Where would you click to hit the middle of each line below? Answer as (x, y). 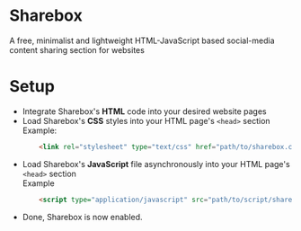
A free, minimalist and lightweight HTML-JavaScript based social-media (142, 40)
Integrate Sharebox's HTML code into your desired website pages (144, 111)
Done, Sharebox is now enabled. (82, 217)
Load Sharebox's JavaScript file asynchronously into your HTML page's (156, 164)
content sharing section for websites (77, 49)
